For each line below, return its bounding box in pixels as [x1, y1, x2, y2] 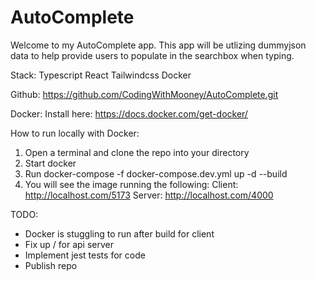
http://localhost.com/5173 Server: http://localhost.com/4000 [24, 189, 274, 201]
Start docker [24, 157, 77, 169]
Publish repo [24, 259, 78, 271]
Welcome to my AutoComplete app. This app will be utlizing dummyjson [10, 39, 307, 51]
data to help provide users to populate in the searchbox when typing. [10, 49, 295, 61]
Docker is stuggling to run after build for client [24, 227, 215, 240]
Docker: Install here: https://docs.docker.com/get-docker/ [10, 107, 248, 120]
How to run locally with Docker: [10, 127, 140, 139]
